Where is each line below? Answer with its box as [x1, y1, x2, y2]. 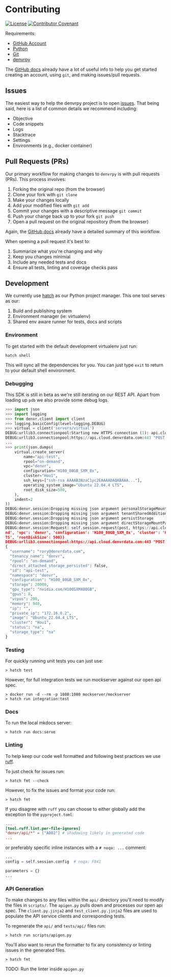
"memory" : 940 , [10, 601, 42, 606]
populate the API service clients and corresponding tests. [5, 913, 126, 919]
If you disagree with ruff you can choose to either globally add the [5, 806, 146, 812]
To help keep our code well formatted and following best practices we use [5, 753, 161, 759]
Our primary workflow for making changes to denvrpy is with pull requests [5, 171, 160, 177]
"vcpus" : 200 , [10, 596, 40, 601]
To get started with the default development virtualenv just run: [5, 343, 137, 349]
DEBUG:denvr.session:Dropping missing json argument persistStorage [5, 516, 154, 521]
